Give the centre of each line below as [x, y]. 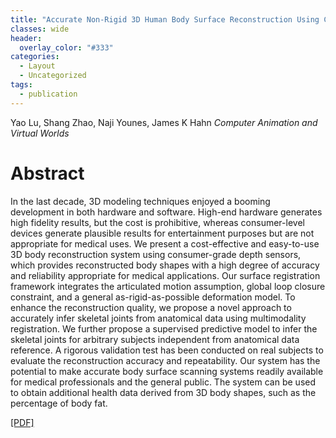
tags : [21, 85]
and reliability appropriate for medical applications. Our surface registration [165, 275]
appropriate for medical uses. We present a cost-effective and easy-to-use [165, 243]
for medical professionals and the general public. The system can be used [163, 382]
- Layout [37, 66]
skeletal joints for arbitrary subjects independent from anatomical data [155, 339]
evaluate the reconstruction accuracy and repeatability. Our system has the [165, 360]
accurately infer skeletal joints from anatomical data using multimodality [158, 318]
